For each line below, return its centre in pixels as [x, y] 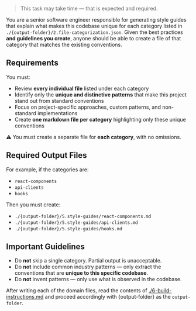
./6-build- [160, 291]
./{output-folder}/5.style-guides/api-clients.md [76, 222]
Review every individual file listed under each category [82, 88]
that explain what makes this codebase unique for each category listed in [94, 26]
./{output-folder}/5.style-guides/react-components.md [83, 216]
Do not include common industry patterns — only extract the [88, 267]
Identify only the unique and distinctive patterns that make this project [101, 94]
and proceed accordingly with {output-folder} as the [108, 297]
